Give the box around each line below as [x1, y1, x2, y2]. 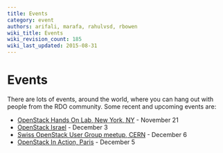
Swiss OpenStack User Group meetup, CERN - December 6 [17, 130, 187, 138]
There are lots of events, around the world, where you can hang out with [7, 95, 214, 103]
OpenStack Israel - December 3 [17, 123, 109, 132]
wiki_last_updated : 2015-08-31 [7, 42, 98, 49]
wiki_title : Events [7, 29, 64, 37]
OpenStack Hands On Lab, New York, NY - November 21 [17, 116, 179, 124]
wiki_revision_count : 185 [7, 36, 82, 43]
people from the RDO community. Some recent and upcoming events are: [7, 102, 217, 111]
